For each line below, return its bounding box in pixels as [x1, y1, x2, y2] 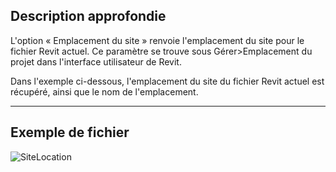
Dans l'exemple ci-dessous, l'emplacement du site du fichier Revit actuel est [10, 75, 325, 87]
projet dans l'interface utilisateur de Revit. [10, 55, 182, 68]
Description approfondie [10, 8, 167, 25]
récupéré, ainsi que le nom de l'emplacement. [10, 85, 199, 98]
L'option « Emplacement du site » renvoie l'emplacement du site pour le [10, 34, 305, 46]
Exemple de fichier [10, 124, 130, 141]
